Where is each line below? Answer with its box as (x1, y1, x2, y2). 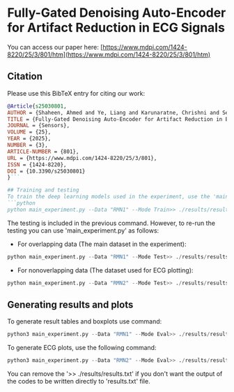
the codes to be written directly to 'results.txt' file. (7, 377, 151, 386)
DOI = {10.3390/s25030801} (7, 168, 86, 175)
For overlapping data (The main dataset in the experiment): (17, 240, 187, 248)
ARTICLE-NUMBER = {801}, (7, 148, 79, 155)
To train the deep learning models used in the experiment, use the (7, 194, 210, 201)
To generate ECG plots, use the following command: (7, 344, 157, 352)
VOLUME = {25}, (7, 129, 52, 136)
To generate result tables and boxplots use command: (7, 317, 162, 326)
